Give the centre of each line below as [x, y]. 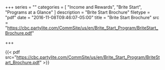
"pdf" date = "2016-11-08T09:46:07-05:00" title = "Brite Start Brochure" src [82, 17]
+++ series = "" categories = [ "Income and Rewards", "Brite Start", [74, 7]
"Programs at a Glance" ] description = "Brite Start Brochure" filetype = [78, 12]
